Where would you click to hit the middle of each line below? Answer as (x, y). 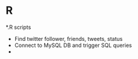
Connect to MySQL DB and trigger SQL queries (73, 45)
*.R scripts (18, 27)
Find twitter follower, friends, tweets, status (68, 39)
